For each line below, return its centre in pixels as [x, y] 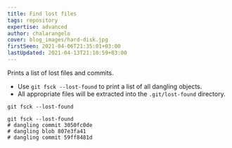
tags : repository [33, 20]
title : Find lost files [42, 14]
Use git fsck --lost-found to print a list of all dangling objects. [110, 86]
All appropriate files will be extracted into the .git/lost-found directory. [122, 94]
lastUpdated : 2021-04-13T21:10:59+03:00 [67, 53]
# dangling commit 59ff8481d [50, 137]
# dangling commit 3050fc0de [50, 125]
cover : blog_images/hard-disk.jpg [58, 40]
